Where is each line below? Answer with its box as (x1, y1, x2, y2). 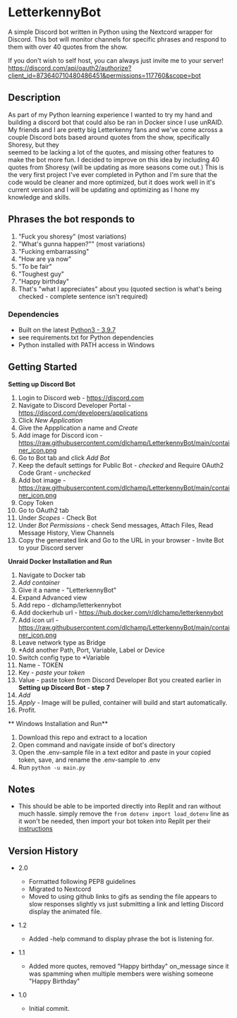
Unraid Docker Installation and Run (8, 557, 112, 565)
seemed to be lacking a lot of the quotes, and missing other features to (8, 147, 214, 156)
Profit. (18, 705, 37, 714)
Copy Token (18, 498, 54, 507)
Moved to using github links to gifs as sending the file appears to (28, 892, 217, 901)
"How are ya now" (18, 255, 72, 263)
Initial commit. (28, 1005, 70, 1013)
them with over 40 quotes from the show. (8, 42, 128, 51)
